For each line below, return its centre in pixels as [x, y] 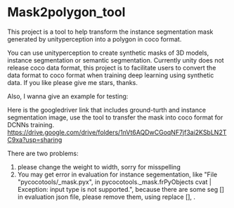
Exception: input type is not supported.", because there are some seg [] [121, 189]
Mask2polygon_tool [66, 12]
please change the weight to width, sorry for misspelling [99, 167]
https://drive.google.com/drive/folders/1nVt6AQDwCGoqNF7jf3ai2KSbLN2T [117, 132]
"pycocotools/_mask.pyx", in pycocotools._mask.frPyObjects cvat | [115, 182]
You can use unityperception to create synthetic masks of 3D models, [108, 53]
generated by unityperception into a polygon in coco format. [95, 39]
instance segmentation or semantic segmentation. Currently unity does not [116, 60]
